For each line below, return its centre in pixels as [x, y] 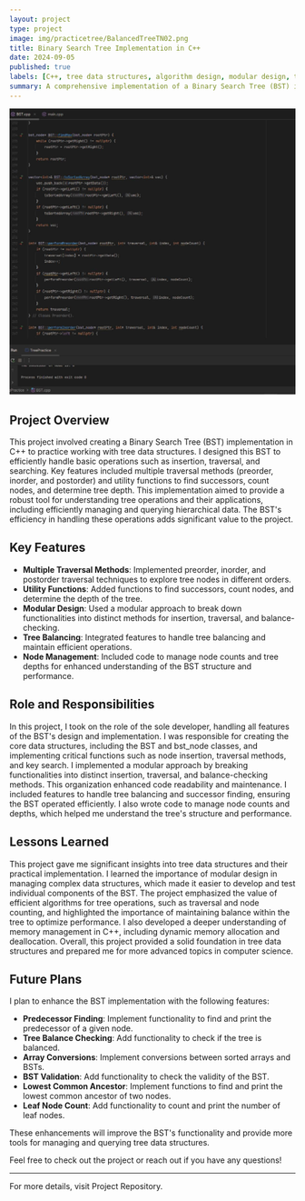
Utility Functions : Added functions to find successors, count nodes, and [158, 589]
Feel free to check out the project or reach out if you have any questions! [146, 1160]
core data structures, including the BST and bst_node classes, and [134, 746]
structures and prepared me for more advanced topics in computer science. [151, 951]
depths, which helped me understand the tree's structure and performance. [151, 813]
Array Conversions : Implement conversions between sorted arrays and [156, 1057]
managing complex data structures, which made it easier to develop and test [152, 883]
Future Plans [46, 979]
